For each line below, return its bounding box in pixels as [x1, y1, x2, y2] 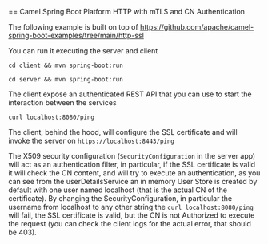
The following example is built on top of [8, 22, 138, 31]
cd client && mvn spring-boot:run [8, 61, 124, 69]
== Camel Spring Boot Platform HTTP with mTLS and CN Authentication [8, 7, 246, 16]
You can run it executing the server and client [8, 46, 158, 55]
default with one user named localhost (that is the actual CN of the [8, 185, 228, 195]
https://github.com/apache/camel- [139, 22, 254, 31]
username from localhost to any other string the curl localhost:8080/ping [8, 203, 254, 211]
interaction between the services [8, 98, 118, 107]
